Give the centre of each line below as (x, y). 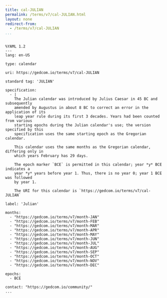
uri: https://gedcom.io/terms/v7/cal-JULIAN (52, 73)
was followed (19, 178)
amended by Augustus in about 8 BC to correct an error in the (81, 108)
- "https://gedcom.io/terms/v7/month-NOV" (54, 261)
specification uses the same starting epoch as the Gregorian (80, 134)
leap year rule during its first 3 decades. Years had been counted (87, 116)
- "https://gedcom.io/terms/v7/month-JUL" (54, 243)
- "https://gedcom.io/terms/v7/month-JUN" (54, 239)
